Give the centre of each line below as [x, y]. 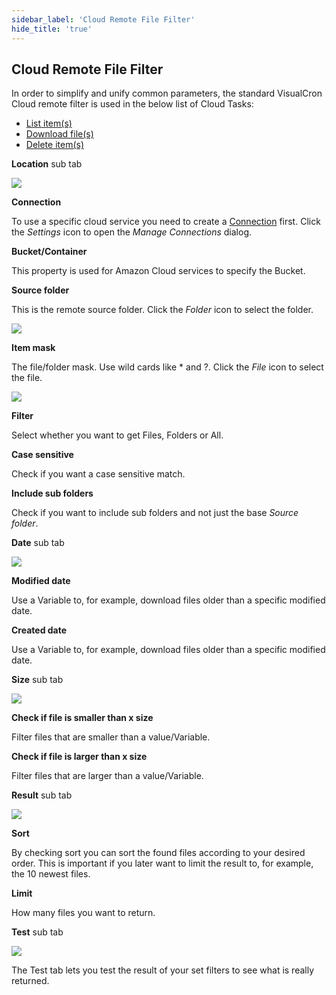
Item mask [33, 348]
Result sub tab [42, 795]
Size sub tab [37, 680]
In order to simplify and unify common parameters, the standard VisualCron [167, 93]
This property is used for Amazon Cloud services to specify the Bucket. [158, 271]
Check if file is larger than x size [79, 757]
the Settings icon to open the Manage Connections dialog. [132, 232]
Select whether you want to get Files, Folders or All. [117, 435]
